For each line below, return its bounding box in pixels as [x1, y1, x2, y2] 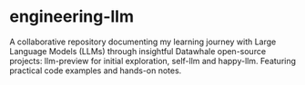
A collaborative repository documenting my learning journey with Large [9, 36, 277, 47]
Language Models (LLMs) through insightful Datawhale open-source [9, 45, 267, 56]
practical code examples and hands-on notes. [9, 65, 182, 76]
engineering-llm [9, 6, 135, 27]
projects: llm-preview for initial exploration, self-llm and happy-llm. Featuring [9, 55, 297, 66]
